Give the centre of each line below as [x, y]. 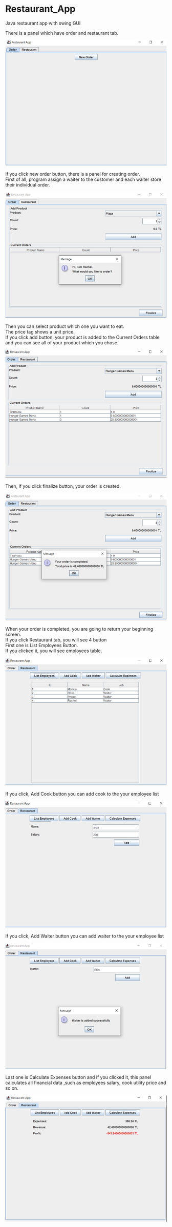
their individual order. [28, 185]
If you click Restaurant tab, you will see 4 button [56, 640]
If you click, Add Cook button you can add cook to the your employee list [82, 794]
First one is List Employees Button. [42, 646]
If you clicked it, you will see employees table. [54, 651]
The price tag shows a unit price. [40, 332]
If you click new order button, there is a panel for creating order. [73, 174]
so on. [12, 1088]
